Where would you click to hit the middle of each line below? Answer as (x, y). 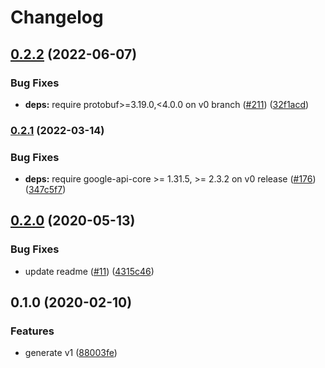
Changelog (57, 17)
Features (32, 331)
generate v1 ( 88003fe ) (71, 353)
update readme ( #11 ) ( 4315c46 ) (89, 271)
